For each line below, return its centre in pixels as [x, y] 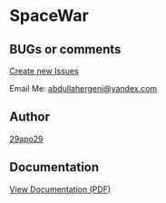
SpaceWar [49, 16]
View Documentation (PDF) [60, 189]
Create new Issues [44, 71]
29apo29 [26, 139]
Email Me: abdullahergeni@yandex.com [83, 88]
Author [29, 117]
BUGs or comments [65, 49]
